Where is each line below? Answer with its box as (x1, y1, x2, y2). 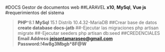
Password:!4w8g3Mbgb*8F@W (17, 41, 87, 47)
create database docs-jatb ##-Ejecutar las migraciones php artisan (17, 25, 159, 31)
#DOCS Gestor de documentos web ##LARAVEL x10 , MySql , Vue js (5, 5, 146, 10)
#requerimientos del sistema (5, 10, 64, 16)
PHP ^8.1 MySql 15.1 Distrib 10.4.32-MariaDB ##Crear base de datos (17, 20, 157, 25)
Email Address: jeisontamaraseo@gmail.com (17, 35, 113, 41)
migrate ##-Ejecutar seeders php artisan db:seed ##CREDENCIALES (17, 30, 160, 36)
